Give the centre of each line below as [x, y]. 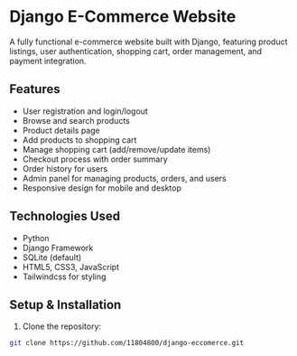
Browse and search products [76, 120]
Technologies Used [65, 216]
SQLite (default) [52, 257]
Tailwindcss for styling [64, 276]
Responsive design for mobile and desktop [102, 188]
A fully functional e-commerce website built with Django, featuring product [148, 42]
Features [35, 89]
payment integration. [48, 61]
